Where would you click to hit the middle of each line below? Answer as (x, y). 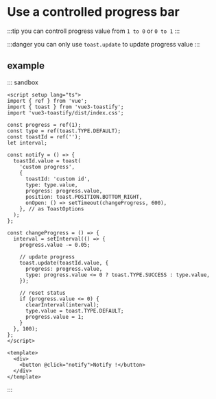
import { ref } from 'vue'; (47, 101)
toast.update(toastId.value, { (64, 263)
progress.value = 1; (55, 317)
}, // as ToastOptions (52, 209)
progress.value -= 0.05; (55, 245)
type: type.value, (51, 185)
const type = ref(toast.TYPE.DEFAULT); (64, 131)
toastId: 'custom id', (58, 179)
